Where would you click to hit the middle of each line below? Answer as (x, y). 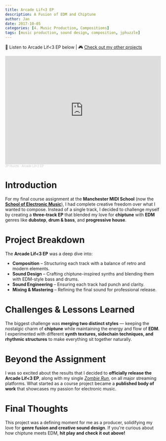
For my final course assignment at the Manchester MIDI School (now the (80, 199)
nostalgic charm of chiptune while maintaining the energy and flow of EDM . (82, 329)
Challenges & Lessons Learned (70, 310)
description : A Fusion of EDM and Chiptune (51, 14)
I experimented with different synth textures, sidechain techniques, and (79, 334)
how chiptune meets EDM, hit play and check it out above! (65, 433)
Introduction (31, 185)
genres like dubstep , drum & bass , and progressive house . (66, 220)
